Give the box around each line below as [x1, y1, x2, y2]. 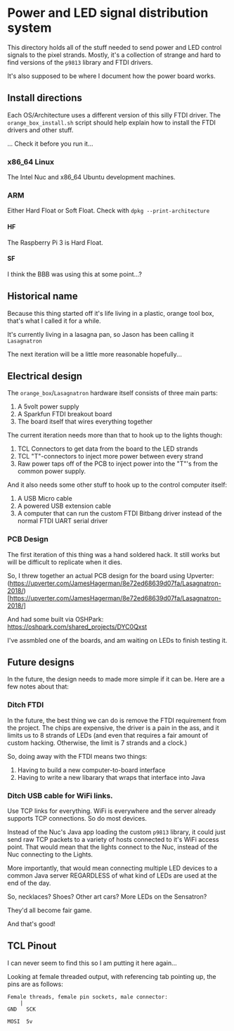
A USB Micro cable [17, 494, 72, 503]
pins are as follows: [7, 980, 63, 988]
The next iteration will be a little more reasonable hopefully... [7, 350, 183, 358]
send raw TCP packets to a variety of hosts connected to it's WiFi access [7, 835, 219, 844]
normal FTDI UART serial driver [17, 517, 108, 525]
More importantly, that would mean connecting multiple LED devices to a [7, 864, 218, 873]
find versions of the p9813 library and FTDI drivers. [7, 58, 153, 66]
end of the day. [7, 879, 51, 888]
